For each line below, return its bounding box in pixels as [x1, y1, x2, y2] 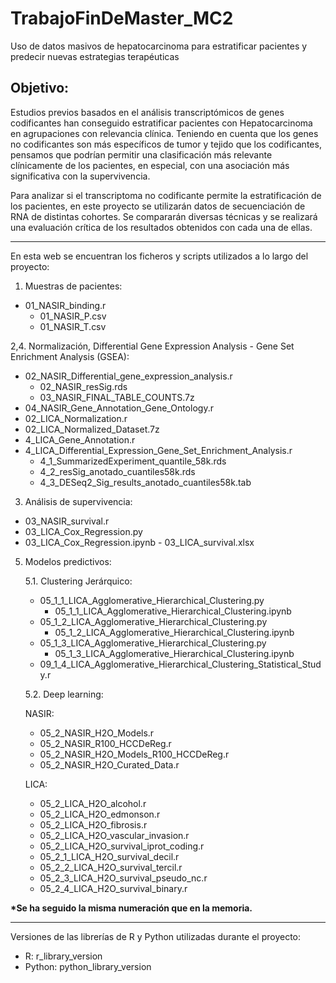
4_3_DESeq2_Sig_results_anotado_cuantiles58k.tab [39, 476, 252, 488]
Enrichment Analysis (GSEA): [10, 350, 130, 362]
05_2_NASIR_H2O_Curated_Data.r [39, 758, 180, 771]
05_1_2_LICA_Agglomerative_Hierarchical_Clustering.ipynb [54, 626, 295, 638]
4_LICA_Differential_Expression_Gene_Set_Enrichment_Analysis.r [24, 444, 293, 456]
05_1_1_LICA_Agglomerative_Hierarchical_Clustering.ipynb [54, 605, 292, 617]
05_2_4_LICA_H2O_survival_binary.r [39, 882, 188, 894]
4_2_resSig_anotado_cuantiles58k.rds [39, 465, 196, 477]
